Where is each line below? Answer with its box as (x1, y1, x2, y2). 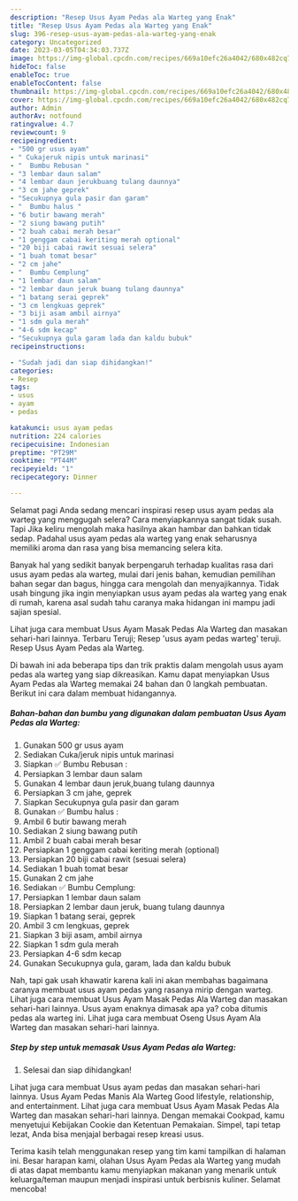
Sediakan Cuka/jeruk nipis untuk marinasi (22, 749, 175, 759)
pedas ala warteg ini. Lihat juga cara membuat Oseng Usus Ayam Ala (10, 1012, 262, 1023)
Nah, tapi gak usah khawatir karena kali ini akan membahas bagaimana (10, 974, 269, 985)
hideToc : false (10, 63, 66, 72)
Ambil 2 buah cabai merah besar (22, 835, 142, 845)
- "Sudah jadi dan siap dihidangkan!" (10, 358, 153, 367)
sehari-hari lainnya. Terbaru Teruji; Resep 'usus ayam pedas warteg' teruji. (10, 633, 282, 643)
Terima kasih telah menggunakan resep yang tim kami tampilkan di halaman (10, 1145, 287, 1156)
